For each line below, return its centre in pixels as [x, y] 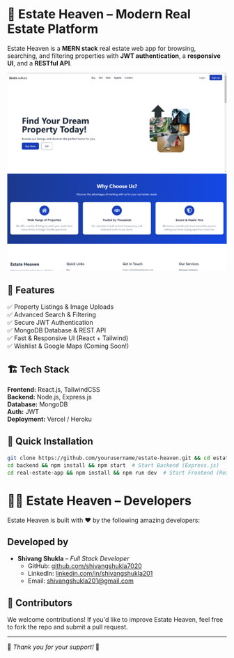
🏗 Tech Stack [38, 369]
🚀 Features [31, 290]
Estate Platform [53, 29]
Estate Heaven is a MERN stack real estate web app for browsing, [102, 48]
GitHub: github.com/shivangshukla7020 [85, 566]
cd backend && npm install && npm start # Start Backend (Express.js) [113, 465]
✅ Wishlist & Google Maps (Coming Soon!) [68, 346]
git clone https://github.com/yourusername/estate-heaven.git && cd [109, 458]
